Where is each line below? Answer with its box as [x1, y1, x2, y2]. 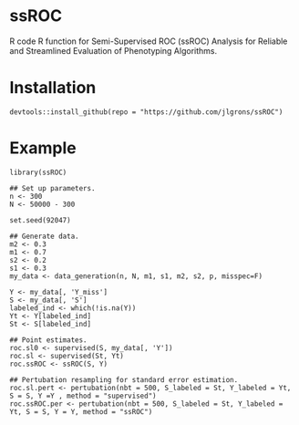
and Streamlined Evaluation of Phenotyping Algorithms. [9, 45, 217, 56]
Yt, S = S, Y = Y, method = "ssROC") [9, 407, 153, 416]
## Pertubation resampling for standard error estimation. [9, 375, 239, 384]
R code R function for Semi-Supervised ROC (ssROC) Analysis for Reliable [9, 36, 288, 47]
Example [9, 138, 77, 159]
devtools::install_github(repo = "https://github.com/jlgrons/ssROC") [9, 107, 284, 117]
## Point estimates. [9, 335, 88, 345]
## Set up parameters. [9, 183, 96, 192]
